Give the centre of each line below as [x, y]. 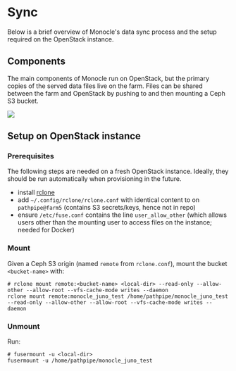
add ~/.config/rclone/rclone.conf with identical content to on [108, 200]
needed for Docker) [46, 230]
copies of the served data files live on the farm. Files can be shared [105, 86]
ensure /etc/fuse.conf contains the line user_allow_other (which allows [122, 215]
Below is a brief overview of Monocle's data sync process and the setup [112, 32]
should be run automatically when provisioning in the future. [94, 179]
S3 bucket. [23, 101]
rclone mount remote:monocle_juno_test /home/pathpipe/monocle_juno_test [118, 296]
